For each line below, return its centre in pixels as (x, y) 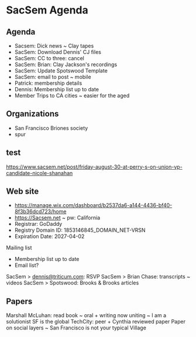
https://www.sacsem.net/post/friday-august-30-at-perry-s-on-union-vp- (94, 167)
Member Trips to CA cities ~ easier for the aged (72, 95)
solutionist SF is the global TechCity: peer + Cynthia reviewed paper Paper (96, 322)
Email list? (27, 265)
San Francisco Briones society (51, 128)
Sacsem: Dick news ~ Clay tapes (54, 46)
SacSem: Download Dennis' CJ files (58, 52)
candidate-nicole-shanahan (39, 173)
